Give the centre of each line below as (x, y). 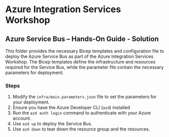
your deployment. (31, 102)
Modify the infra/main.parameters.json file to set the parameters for (84, 97)
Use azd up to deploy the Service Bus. (52, 124)
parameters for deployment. (35, 73)
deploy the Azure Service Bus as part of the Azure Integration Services (79, 56)
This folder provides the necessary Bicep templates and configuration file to (85, 51)
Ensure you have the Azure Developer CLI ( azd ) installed (71, 108)
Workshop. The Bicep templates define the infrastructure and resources (80, 62)
